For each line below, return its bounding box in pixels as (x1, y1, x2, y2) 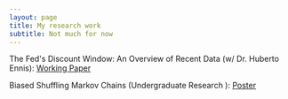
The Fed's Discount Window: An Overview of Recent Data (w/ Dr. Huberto (9, 54, 280, 65)
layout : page (9, 12, 58, 22)
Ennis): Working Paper (9, 63, 92, 73)
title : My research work (9, 21, 101, 30)
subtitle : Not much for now (9, 29, 114, 38)
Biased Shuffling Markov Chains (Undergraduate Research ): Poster (9, 80, 256, 91)
